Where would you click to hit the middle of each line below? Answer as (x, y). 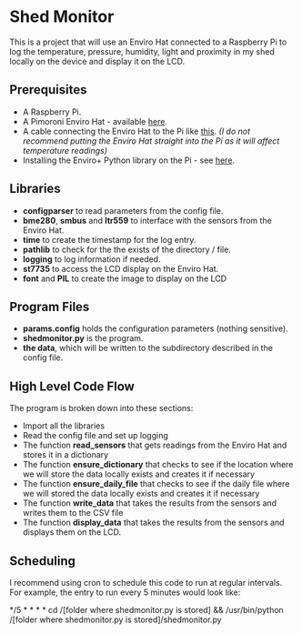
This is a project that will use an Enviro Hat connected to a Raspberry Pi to (148, 42)
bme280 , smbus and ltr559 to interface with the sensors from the (147, 220)
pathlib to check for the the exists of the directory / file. (127, 249)
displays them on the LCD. (72, 532)
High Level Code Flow (72, 386)
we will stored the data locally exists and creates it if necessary (141, 494)
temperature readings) (65, 150)
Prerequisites (48, 90)
